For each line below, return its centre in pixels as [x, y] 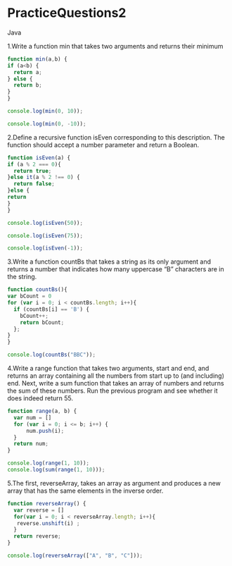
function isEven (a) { [39, 158]
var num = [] [33, 417]
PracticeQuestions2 [67, 13]
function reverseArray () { [47, 503]
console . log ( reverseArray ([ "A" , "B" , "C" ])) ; [75, 556]
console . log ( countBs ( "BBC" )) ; [52, 355]
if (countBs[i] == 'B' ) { [52, 309]
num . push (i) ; [45, 431]
